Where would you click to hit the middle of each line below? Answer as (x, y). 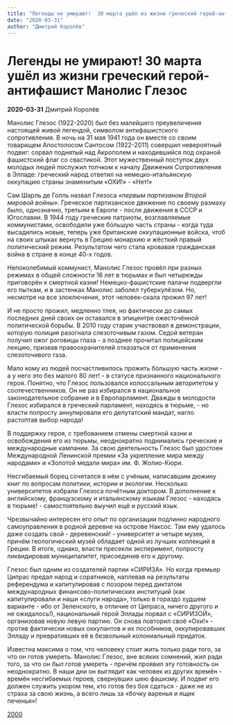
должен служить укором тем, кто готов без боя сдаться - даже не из (110, 686)
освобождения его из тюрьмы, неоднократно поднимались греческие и (115, 441)
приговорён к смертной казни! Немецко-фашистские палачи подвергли (114, 282)
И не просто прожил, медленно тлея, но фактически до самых (100, 311)
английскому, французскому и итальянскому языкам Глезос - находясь (114, 498)
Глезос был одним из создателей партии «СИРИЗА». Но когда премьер (114, 570)
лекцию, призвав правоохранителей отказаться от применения (102, 348)
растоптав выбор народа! (45, 420)
